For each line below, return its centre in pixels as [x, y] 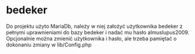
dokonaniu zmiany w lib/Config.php [49, 45]
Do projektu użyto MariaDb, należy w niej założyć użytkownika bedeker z [94, 26]
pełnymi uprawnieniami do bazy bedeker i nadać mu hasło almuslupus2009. [98, 32]
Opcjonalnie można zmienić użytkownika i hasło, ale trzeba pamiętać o [91, 38]
